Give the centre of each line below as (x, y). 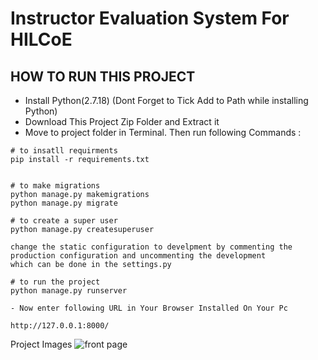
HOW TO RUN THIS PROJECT (103, 76)
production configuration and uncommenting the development (138, 256)
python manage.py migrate (64, 203)
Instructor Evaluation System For (150, 18)
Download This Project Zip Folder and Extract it (122, 121)
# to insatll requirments (64, 151)
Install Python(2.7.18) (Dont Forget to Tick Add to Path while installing (166, 100)
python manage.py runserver (69, 291)
